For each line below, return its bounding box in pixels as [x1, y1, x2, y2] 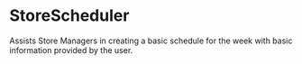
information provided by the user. [9, 44, 133, 55]
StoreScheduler [9, 5, 130, 26]
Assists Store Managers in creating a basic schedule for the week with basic [9, 35, 293, 46]
